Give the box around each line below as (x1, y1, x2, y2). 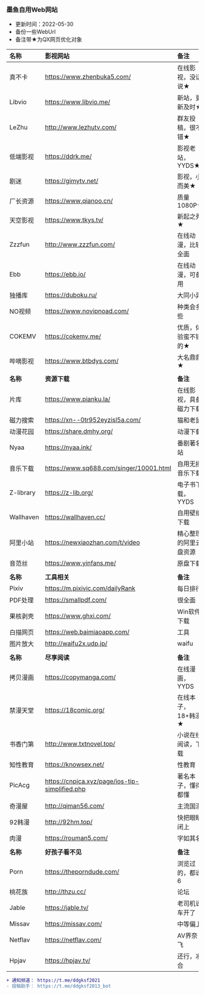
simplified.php (45, 785, 86, 793)
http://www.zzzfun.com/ (45, 240, 115, 249)
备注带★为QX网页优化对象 (15, 36, 82, 44)
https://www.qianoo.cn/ (45, 197, 113, 205)
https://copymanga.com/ (45, 673, 116, 681)
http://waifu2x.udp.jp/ (45, 639, 108, 648)
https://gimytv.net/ (45, 176, 99, 185)
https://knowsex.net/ (45, 760, 105, 769)
